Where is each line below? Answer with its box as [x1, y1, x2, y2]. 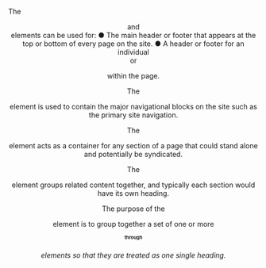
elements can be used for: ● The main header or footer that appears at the [10, 31, 256, 40]
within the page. [106, 71, 160, 80]
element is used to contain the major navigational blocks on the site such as [9, 102, 258, 111]
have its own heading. [98, 189, 169, 197]
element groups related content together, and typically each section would [11, 180, 256, 190]
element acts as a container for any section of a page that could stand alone [9, 141, 258, 150]
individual [118, 48, 149, 56]
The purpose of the [102, 204, 165, 213]
